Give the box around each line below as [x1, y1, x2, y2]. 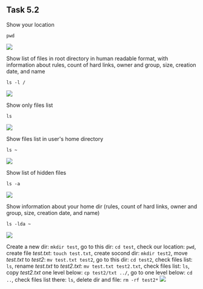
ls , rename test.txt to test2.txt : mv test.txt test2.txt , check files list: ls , [6, 262, 190, 270]
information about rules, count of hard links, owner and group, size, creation [6, 61, 196, 69]
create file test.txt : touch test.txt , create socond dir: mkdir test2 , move [6, 249, 188, 257]
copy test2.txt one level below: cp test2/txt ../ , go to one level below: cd [6, 268, 193, 276]
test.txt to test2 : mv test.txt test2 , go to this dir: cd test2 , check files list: [6, 256, 193, 263]
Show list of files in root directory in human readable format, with [6, 55, 168, 62]
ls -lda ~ [6, 221, 32, 227]
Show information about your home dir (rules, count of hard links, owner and [6, 203, 198, 210]
